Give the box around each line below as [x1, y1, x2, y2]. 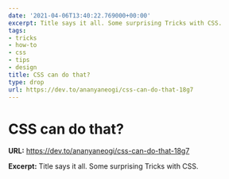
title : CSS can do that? [8, 71, 91, 79]
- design [8, 64, 37, 72]
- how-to [8, 41, 37, 49]
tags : [8, 26, 26, 34]
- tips [8, 56, 30, 64]
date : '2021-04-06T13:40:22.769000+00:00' [8, 11, 151, 20]
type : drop [8, 78, 45, 86]
